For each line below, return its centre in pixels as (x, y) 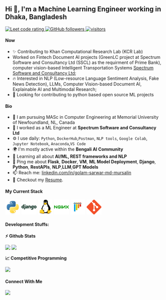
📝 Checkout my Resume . (38, 180)
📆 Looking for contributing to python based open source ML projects (83, 95)
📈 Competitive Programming (36, 258)
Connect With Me (24, 282)
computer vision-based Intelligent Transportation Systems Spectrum (83, 68)
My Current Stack (24, 191)
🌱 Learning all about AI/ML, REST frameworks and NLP (70, 156)
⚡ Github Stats (20, 236)
